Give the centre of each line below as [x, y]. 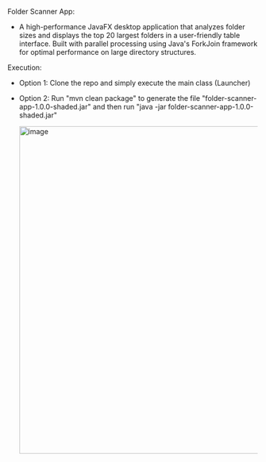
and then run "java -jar [129, 107]
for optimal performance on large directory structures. [107, 52]
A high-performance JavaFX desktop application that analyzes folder [132, 27]
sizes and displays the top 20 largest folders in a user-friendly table [129, 35]
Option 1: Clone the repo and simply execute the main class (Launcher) [135, 83]
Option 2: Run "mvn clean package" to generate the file [109, 98]
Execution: [25, 67]
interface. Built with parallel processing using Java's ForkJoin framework [138, 44]
